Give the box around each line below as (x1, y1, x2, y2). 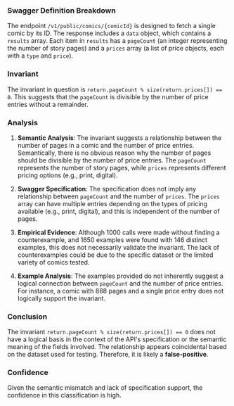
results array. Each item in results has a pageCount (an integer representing (7, 37, 228, 45)
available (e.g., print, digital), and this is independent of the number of (17, 207, 220, 215)
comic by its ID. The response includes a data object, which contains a (7, 29, 212, 37)
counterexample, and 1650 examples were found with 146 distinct (17, 235, 208, 244)
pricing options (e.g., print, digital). (17, 171, 118, 179)
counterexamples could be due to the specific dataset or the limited (17, 250, 214, 259)
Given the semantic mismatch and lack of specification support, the (7, 383, 203, 392)
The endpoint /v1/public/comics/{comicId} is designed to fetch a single (7, 22, 216, 30)
